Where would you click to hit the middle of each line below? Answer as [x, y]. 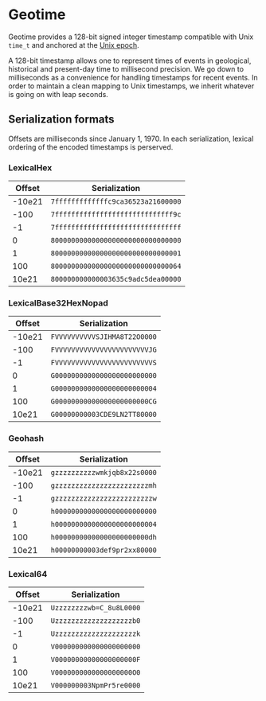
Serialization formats [61, 120]
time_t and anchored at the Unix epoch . [74, 45]
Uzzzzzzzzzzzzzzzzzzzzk [96, 633]
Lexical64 [28, 574]
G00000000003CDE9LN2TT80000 [104, 415]
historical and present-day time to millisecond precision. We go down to [126, 68]
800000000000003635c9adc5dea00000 [116, 279]
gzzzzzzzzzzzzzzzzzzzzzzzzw [104, 498]
